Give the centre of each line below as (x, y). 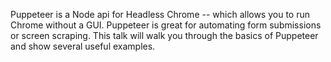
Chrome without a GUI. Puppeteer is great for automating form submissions (166, 25)
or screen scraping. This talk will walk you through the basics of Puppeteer (164, 35)
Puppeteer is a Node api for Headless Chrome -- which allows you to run (160, 14)
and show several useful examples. (83, 46)
